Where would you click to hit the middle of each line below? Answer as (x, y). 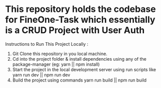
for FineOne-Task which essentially (80, 20)
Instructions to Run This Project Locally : (47, 44)
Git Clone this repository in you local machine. (60, 54)
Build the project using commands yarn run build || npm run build (79, 80)
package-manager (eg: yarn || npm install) (56, 64)
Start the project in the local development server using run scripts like (84, 69)
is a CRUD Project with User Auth (75, 30)
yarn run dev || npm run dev (41, 75)
